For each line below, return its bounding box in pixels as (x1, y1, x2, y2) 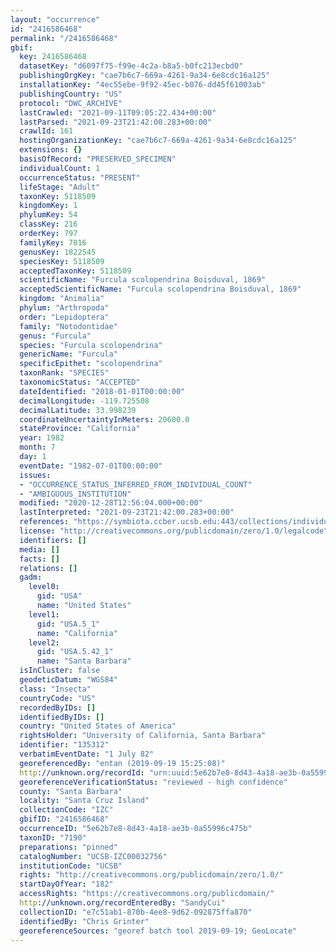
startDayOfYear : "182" (19, 879, 114, 890)
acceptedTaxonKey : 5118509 (19, 266, 132, 276)
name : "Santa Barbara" (36, 656, 132, 666)
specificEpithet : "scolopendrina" (19, 359, 163, 369)
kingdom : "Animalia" (19, 294, 105, 304)
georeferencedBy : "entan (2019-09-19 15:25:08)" (19, 758, 226, 768)
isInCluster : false (19, 666, 101, 676)
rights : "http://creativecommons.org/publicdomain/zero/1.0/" (19, 870, 284, 880)
